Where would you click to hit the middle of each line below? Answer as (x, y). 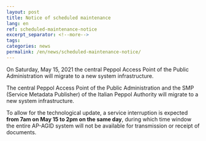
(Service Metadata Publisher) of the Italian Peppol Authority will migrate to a (102, 94)
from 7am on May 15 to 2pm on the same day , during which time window (99, 119)
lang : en (17, 23)
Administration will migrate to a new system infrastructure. (80, 76)
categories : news (29, 47)
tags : (13, 40)
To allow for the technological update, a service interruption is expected (97, 112)
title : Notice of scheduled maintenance (59, 18)
